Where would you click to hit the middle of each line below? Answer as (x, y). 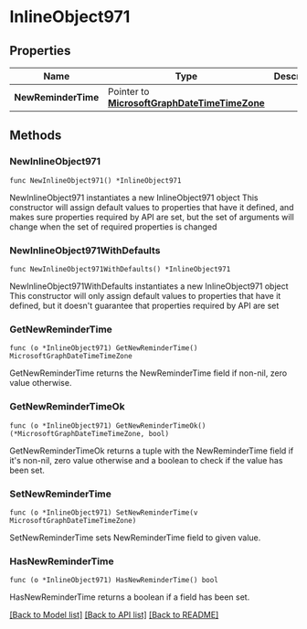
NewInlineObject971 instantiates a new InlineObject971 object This (134, 197)
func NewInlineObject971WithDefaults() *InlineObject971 (120, 269)
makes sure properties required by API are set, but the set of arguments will (152, 217)
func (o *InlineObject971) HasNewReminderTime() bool (114, 581)
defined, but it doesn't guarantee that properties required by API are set (144, 305)
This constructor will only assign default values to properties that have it (145, 295)
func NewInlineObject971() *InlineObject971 (95, 180)
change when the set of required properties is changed (113, 227)
